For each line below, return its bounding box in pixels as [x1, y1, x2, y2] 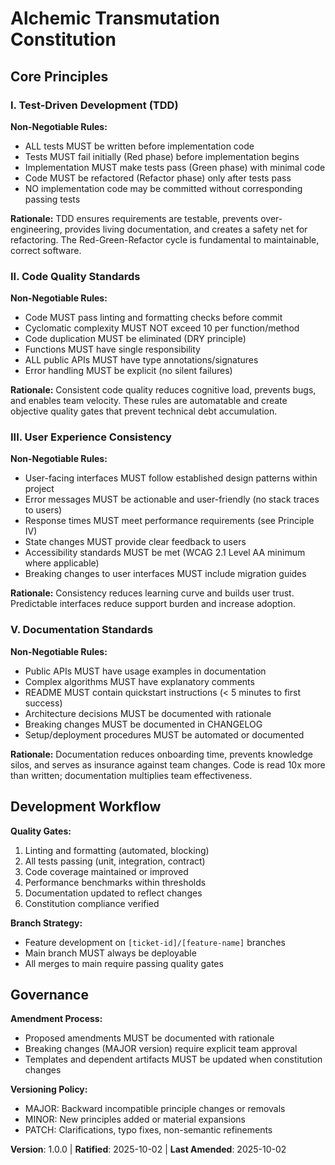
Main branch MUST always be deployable [24, 947, 197, 959]
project [24, 483, 55, 495]
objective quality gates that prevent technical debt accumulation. [10, 405, 278, 417]
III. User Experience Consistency [10, 430, 172, 444]
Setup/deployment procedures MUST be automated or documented [24, 728, 305, 741]
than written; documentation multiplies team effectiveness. [10, 769, 253, 781]
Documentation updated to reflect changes [24, 887, 203, 899]
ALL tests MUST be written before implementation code [24, 140, 255, 152]
